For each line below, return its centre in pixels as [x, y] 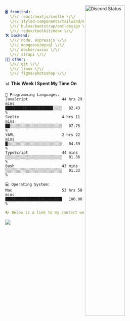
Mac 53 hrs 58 [44, 191]
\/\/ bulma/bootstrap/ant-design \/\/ [51, 26]
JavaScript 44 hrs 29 [44, 99]
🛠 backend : [17, 36]
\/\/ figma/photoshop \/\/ [38, 73]
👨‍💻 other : [16, 59]
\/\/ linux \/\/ [27, 69]
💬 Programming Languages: [32, 95]
